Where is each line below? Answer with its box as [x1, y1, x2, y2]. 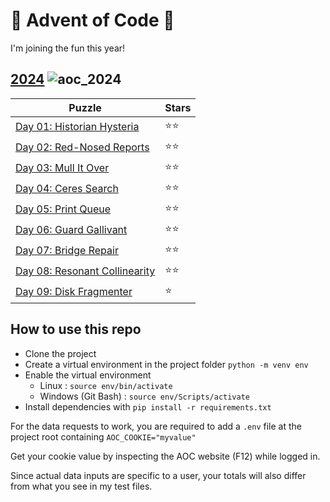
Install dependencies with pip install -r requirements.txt [24, 400, 272, 413]
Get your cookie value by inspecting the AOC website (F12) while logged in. [10, 450, 321, 462]
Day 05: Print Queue [15, 202, 111, 216]
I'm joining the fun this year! [10, 42, 126, 54]
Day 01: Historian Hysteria [15, 120, 140, 134]
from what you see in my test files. [10, 480, 153, 492]
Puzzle [68, 100, 102, 114]
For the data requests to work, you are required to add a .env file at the [10, 420, 302, 432]
